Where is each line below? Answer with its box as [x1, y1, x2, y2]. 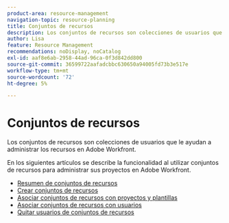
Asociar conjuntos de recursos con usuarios [16, 201, 142, 209]
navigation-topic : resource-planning [7, 16, 115, 23]
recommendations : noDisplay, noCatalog [7, 49, 121, 55]
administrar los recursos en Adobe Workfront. [7, 145, 136, 154]
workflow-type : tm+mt [7, 67, 69, 74]
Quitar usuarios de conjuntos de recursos [16, 208, 135, 216]
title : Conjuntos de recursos [7, 23, 94, 29]
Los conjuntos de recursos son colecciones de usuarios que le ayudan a [7, 138, 212, 146]
